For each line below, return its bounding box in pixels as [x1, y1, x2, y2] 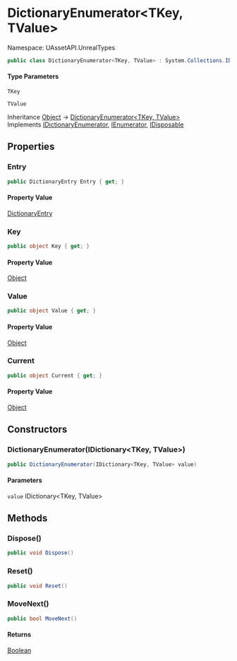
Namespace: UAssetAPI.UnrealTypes [7, 43, 116, 52]
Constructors [7, 423, 68, 435]
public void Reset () [7, 582, 68, 590]
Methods [7, 513, 48, 525]
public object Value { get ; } [7, 308, 97, 315]
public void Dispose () [7, 549, 74, 556]
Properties [7, 141, 55, 153]
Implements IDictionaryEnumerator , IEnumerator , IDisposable [7, 120, 185, 129]
